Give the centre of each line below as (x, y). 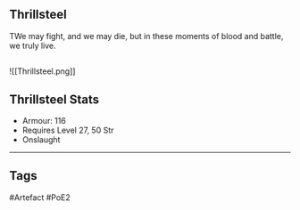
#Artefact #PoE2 (40, 197)
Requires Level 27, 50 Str (68, 130)
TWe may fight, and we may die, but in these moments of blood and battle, (146, 36)
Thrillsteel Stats (54, 99)
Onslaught (41, 140)
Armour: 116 (44, 121)
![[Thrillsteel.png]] (42, 71)
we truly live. (33, 45)
